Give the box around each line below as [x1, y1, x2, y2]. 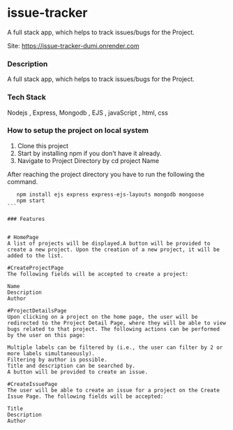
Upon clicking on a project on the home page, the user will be [7, 313, 198, 320]
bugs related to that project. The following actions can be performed [7, 325, 220, 333]
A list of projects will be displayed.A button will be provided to [7, 240, 211, 247]
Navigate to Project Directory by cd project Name [17, 156, 159, 165]
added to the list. [7, 252, 64, 259]
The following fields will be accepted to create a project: [7, 271, 189, 278]
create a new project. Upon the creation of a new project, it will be [7, 246, 220, 253]
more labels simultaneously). [7, 350, 96, 357]
